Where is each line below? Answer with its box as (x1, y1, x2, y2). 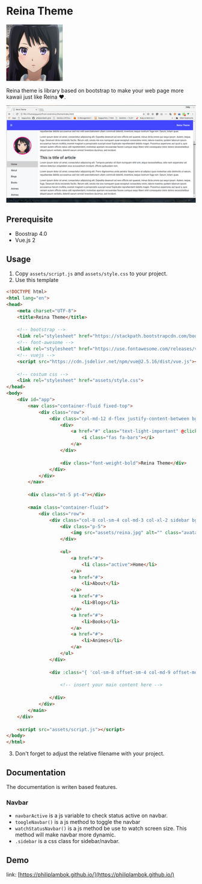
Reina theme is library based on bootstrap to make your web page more (6, 87, 184, 94)
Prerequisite (6, 214, 54, 224)
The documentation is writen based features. (6, 784, 118, 791)
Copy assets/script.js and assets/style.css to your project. (14, 270, 168, 277)
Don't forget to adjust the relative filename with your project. (14, 750, 165, 757)
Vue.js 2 (14, 236, 36, 244)
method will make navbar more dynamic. (14, 831, 116, 838)
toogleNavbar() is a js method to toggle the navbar (14, 818, 141, 826)
